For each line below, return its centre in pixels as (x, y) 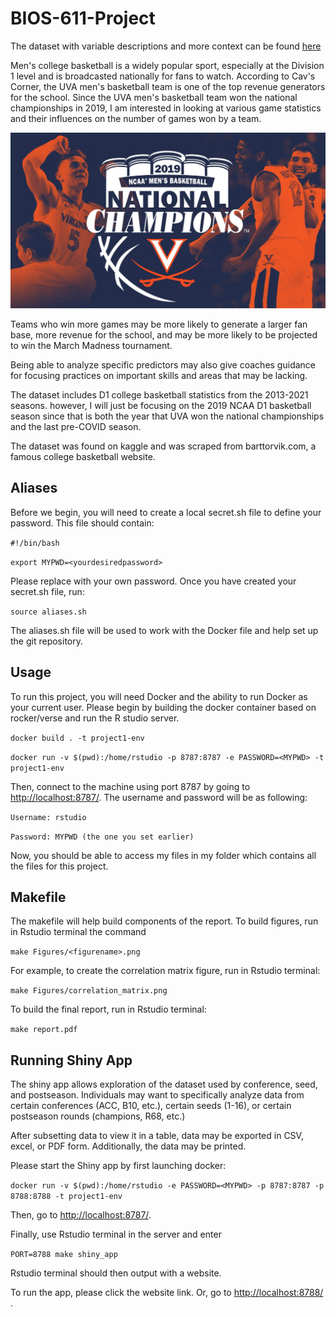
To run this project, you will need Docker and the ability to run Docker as (159, 696)
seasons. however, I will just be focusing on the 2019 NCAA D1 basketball (161, 405)
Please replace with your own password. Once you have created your (153, 581)
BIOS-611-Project (83, 18)
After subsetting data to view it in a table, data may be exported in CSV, (157, 1136)
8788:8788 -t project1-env (66, 1197)
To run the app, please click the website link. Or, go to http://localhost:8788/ (167, 1293)
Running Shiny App (71, 1060)
